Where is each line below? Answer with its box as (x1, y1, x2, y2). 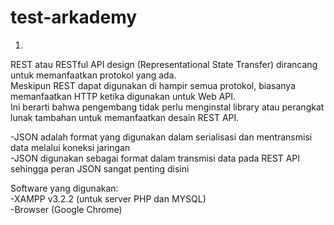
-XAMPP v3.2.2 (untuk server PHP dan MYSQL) (10, 192, 207, 205)
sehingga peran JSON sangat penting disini (10, 162, 190, 175)
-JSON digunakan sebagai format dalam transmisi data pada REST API (10, 152, 301, 164)
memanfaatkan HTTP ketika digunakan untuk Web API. (10, 90, 237, 102)
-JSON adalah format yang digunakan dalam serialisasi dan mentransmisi (10, 131, 313, 143)
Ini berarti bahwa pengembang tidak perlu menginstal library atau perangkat (10, 101, 325, 113)
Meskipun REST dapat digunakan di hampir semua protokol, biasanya (10, 79, 297, 91)
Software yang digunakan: (10, 182, 119, 194)
